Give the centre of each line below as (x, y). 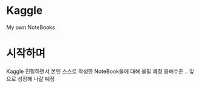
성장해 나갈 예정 (36, 78)
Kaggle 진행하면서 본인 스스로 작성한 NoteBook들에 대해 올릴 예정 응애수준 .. (97, 71)
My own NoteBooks (31, 27)
